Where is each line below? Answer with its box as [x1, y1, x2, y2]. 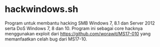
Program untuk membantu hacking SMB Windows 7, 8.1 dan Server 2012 [5, 20, 155, 26]
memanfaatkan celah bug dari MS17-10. [5, 36, 87, 42]
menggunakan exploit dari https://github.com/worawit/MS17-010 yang [5, 30, 151, 36]
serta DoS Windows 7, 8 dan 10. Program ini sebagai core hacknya [5, 25, 143, 31]
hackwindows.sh [5, 3, 78, 15]
